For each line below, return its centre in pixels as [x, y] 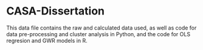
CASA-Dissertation [56, 11]
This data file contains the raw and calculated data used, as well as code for [101, 28]
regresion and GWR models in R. [47, 40]
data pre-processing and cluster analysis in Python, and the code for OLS [98, 34]
